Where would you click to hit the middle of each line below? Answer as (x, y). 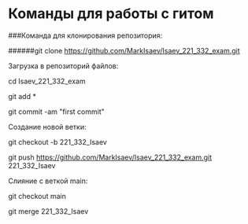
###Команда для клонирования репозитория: (85, 35)
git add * (22, 96)
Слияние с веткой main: (48, 181)
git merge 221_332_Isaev (48, 211)
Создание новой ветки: (47, 127)
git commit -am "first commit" (56, 112)
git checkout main (37, 196)
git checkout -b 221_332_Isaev (58, 141)
